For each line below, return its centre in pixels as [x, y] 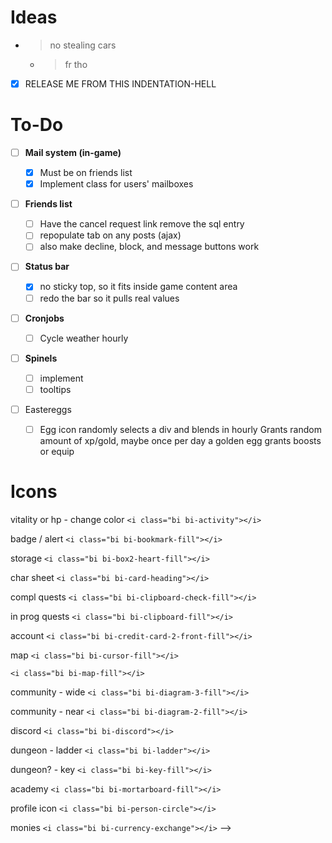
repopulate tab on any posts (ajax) [110, 235]
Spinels [41, 358]
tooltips [55, 389]
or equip [57, 451]
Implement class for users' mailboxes [116, 184]
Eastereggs [48, 409]
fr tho [76, 64]
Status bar [47, 267]
